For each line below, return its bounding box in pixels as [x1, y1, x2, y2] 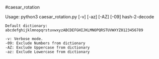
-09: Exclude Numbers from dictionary [5, 41, 85, 46]
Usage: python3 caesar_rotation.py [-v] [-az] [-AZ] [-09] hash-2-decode [5, 14, 155, 19]
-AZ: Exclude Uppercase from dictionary [5, 45, 90, 50]
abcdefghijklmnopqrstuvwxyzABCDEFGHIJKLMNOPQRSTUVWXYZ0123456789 [5, 28, 143, 33]
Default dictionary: [5, 23, 48, 28]
